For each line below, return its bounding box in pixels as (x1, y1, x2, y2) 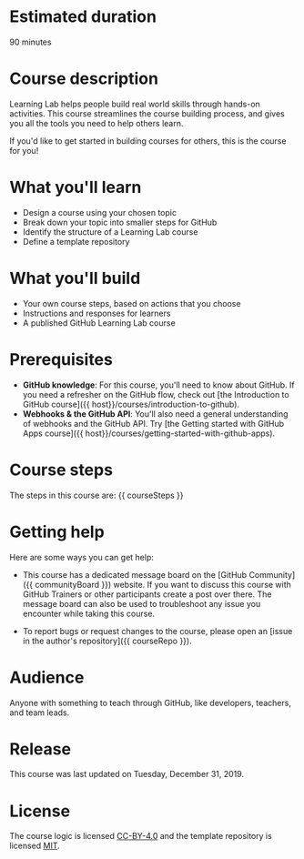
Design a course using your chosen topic (22, 207, 177, 217)
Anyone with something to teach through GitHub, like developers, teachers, (9, 697, 291, 708)
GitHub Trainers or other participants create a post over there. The (22, 589, 272, 600)
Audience (9, 667, 85, 688)
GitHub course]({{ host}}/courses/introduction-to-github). (22, 399, 239, 409)
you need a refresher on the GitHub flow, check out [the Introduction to (22, 389, 289, 399)
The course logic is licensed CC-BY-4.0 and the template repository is (9, 831, 273, 842)
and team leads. (9, 707, 70, 718)
